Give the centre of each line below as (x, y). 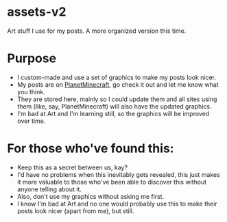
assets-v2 (37, 12)
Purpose (32, 58)
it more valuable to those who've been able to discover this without (112, 182)
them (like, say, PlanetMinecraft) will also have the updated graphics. (114, 106)
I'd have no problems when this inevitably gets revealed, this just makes (119, 174)
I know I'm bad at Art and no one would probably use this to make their (117, 204)
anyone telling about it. (49, 189)
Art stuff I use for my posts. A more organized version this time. (97, 31)
